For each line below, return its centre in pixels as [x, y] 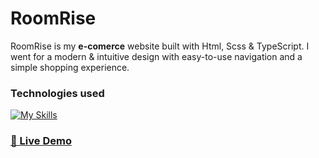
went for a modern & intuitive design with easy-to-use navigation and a [156, 56]
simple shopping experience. [70, 67]
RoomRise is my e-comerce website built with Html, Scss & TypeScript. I [160, 46]
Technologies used [57, 93]
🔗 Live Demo [41, 141]
